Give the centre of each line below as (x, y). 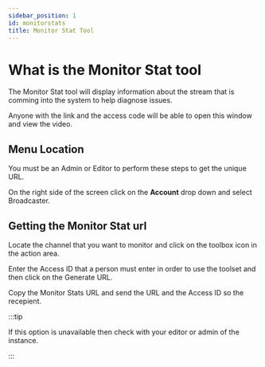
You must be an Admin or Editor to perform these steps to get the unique (127, 169)
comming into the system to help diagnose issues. (90, 100)
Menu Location (47, 149)
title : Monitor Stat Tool (51, 30)
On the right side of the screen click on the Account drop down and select (130, 193)
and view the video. (41, 124)
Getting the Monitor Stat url (78, 226)
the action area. (34, 253)
